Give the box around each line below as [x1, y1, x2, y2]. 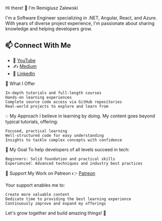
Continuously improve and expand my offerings [5, 200, 106, 206]
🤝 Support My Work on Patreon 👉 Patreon [5, 170, 96, 176]
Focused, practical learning [5, 128, 67, 133]
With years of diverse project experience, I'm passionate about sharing [5, 21, 155, 26]
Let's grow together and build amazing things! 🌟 [5, 210, 106, 216]
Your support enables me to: [5, 182, 65, 188]
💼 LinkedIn [12, 70, 35, 76]
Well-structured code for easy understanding [5, 133, 104, 138]
